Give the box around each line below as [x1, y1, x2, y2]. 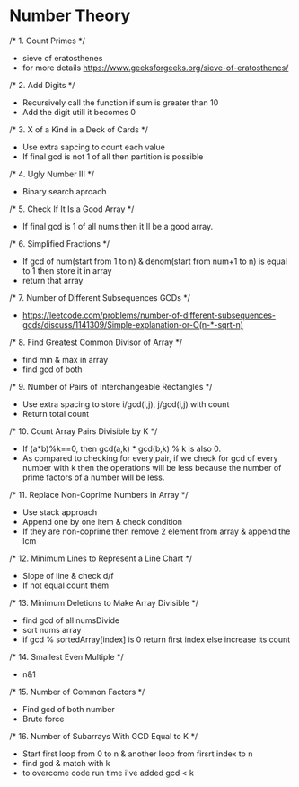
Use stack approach [22, 506, 97, 518]
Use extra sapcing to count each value [22, 141, 166, 152]
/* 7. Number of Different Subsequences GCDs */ [9, 292, 191, 303]
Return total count [22, 408, 90, 419]
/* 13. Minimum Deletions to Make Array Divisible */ [9, 597, 199, 608]
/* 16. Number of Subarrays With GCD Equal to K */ [9, 730, 198, 741]
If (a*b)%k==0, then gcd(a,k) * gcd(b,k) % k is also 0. [22, 443, 222, 454]
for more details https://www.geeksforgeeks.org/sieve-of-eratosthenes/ [22, 62, 289, 73]
